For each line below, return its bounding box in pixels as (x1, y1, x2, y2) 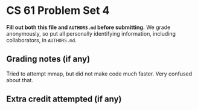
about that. (6, 76, 33, 83)
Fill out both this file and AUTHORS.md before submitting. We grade (6, 24, 171, 31)
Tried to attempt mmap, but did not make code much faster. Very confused (6, 70, 193, 77)
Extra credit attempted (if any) (6, 94, 122, 105)
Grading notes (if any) (6, 54, 91, 64)
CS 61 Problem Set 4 (6, 4, 110, 18)
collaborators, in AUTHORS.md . (6, 36, 77, 44)
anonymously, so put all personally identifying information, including (6, 30, 176, 37)
